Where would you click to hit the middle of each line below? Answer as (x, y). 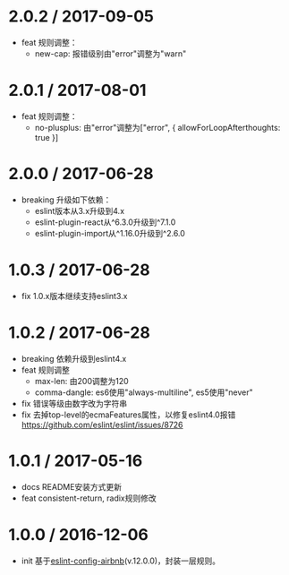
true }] (47, 137)
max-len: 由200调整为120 (81, 381)
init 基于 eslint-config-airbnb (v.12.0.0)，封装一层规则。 (121, 561)
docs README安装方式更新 (72, 486)
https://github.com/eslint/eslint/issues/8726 (102, 425)
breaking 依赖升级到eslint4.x (74, 358)
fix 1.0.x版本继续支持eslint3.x (74, 296)
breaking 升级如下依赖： (66, 200)
